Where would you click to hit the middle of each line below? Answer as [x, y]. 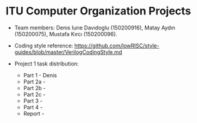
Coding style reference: [44, 46]
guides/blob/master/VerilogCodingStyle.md [68, 52]
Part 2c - [34, 94]
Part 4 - [33, 107]
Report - [34, 113]
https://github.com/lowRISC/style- [117, 46]
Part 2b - [34, 88]
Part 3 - [33, 101]
